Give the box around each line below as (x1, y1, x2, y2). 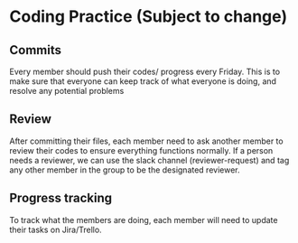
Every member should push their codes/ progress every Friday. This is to (9, 66, 281, 77)
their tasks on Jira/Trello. (9, 224, 102, 235)
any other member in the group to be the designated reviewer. (9, 164, 240, 175)
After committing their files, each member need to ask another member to (9, 136, 284, 146)
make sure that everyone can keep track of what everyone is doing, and (9, 76, 277, 87)
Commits (9, 42, 61, 58)
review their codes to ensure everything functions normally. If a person (9, 145, 274, 155)
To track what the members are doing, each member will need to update (9, 214, 278, 225)
